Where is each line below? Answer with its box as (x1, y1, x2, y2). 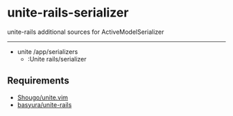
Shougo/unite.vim (17, 93, 68, 101)
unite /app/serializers (17, 47, 78, 56)
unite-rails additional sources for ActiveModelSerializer (7, 28, 164, 36)
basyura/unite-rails (17, 100, 72, 108)
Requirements (7, 75, 69, 87)
